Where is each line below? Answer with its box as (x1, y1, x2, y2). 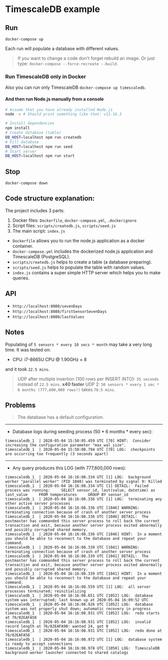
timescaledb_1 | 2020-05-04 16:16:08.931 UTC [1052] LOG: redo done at (5, 628, 162, 633)
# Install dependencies (5, 121, 55, 126)
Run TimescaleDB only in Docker (5, 73, 86, 80)
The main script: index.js (12, 228, 65, 234)
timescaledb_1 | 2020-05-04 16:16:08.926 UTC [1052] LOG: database (5, 602, 153, 607)
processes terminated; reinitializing (5, 589, 86, 594)
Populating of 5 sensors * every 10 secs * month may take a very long (5, 341, 152, 347)
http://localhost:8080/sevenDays (12, 303, 82, 309)
